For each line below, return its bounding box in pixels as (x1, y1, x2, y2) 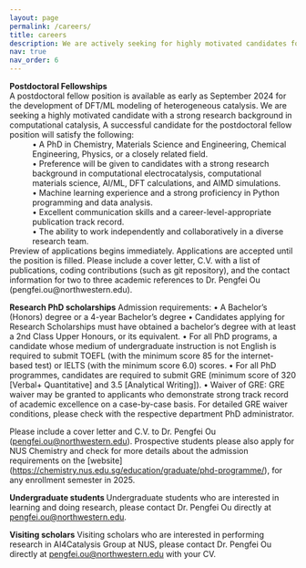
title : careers (9, 30, 67, 39)
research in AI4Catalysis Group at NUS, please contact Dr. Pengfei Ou (9, 539, 271, 550)
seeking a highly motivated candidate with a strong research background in (9, 110, 293, 120)
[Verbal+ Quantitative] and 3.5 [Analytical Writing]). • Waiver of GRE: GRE (9, 379, 285, 390)
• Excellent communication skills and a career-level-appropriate (32, 207, 271, 217)
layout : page (9, 13, 59, 23)
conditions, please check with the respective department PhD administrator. (9, 408, 294, 419)
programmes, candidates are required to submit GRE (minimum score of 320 (9, 370, 297, 380)
